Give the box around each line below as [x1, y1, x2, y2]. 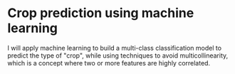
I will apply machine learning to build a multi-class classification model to [7, 43, 222, 52]
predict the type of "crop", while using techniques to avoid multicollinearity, [7, 51, 229, 60]
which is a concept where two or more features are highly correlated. [7, 58, 211, 67]
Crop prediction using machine [7, 5, 194, 21]
